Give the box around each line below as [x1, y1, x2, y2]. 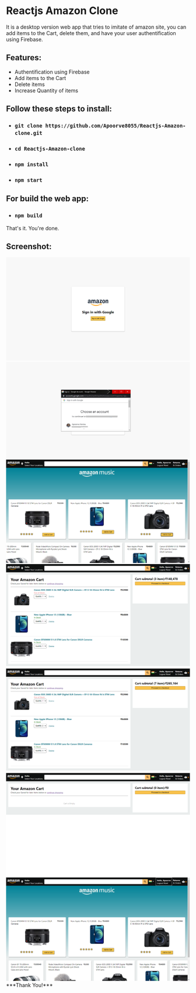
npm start [14, 177, 43, 184]
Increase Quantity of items [14, 87, 79, 94]
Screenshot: [6, 241, 52, 251]
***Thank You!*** [6, 981, 53, 988]
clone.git [14, 130, 43, 137]
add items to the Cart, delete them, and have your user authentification [6, 29, 176, 36]
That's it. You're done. [6, 224, 60, 231]
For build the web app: [6, 194, 89, 204]
